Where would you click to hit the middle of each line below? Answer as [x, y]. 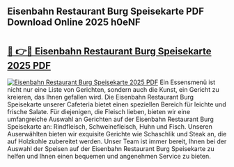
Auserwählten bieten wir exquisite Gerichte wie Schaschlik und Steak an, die [117, 134]
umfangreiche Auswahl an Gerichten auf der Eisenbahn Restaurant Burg [111, 119]
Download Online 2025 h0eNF [74, 23]
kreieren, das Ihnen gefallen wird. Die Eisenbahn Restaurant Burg [100, 97]
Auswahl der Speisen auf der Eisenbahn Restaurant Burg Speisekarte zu [111, 149]
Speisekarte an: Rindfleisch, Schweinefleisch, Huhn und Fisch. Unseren [110, 127]
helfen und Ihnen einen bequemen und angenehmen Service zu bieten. [109, 156]
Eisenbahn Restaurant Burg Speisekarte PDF [106, 11]
